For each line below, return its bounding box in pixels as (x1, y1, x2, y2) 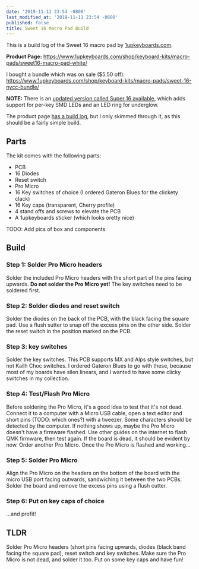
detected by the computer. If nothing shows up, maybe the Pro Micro (6, 422, 175, 429)
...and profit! (6, 510, 36, 517)
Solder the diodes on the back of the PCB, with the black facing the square (6, 315, 189, 323)
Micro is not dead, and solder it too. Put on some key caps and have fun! (6, 556, 184, 563)
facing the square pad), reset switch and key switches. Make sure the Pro (6, 550, 186, 557)
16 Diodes (14, 170, 40, 177)
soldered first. (6, 286, 40, 294)
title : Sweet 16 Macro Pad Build (6, 25, 89, 31)
